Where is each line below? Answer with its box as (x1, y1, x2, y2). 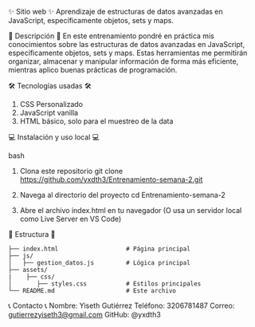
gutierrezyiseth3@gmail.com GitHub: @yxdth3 (8, 310, 161, 319)
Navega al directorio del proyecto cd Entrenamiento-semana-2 (19, 191, 226, 199)
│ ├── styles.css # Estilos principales (8, 280, 202, 288)
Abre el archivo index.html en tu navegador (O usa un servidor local (19, 206, 242, 215)
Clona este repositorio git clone (19, 167, 124, 175)
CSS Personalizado (19, 100, 84, 108)
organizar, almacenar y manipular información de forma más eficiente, (8, 57, 239, 66)
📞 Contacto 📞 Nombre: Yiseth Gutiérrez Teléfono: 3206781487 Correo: (8, 301, 235, 310)
